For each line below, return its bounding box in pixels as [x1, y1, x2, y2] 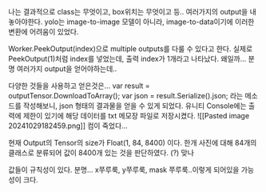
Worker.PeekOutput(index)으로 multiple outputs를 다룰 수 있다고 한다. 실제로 [8, 44, 253, 54]
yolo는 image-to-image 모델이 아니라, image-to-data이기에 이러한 [44, 17, 255, 26]
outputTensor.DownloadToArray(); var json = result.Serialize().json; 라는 [8, 91, 244, 100]
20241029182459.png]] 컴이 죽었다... [8, 121, 128, 130]
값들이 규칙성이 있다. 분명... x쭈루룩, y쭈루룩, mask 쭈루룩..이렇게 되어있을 [8, 165, 240, 174]
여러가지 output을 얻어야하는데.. [16, 64, 117, 74]
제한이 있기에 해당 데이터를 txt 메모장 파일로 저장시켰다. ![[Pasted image [22, 111, 250, 120]
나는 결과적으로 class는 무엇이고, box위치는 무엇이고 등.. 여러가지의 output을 [8, 7, 248, 16]
